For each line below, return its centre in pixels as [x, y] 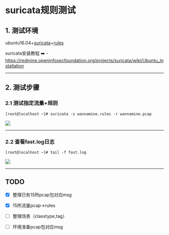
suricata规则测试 [40, 10]
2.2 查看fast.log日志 [30, 141]
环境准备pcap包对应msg [38, 226]
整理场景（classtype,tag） [40, 216]
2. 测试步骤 [22, 88]
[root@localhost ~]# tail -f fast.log [46, 152]
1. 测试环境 [22, 30]
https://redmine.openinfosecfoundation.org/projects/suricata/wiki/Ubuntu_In [84, 60]
